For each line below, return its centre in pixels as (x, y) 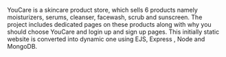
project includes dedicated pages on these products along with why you (109, 24)
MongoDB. (22, 46)
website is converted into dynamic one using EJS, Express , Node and (106, 39)
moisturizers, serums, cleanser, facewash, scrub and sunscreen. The (105, 17)
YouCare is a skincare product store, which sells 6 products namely (102, 10)
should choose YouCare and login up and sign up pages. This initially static (113, 32)
